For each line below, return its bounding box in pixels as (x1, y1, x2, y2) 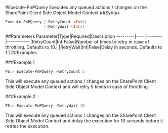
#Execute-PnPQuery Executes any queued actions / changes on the (5, 5, 147, 10)
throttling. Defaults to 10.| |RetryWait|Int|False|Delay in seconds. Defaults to (5, 44, 162, 50)
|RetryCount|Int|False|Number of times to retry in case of (30, 38, 149, 45)
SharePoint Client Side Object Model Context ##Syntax (5, 10, 120, 16)
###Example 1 (5, 59, 35, 65)
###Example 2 (5, 93, 36, 99)
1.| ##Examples (5, 49, 37, 55)
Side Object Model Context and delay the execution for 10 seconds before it (5, 117, 163, 123)
